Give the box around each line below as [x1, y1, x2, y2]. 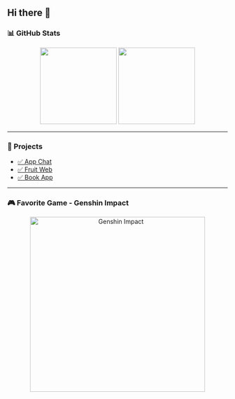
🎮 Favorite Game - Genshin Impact [7, 197, 129, 207]
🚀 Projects [7, 141, 43, 151]
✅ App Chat [17, 157, 52, 165]
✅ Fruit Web [17, 165, 52, 174]
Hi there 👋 [7, 7, 51, 19]
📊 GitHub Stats [7, 29, 61, 38]
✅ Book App [17, 173, 53, 181]
